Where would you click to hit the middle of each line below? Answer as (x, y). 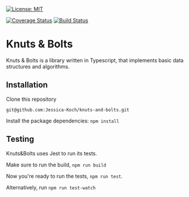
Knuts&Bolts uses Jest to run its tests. (52, 153)
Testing (20, 139)
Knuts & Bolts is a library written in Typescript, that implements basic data (95, 60)
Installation (27, 85)
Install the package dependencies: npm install (63, 121)
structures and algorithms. (38, 66)
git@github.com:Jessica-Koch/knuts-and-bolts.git (68, 110)
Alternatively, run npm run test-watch (51, 187)
